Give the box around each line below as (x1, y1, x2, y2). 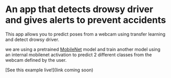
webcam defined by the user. (5, 57, 67, 63)
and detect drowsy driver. (5, 36, 60, 43)
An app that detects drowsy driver (5, 4, 154, 15)
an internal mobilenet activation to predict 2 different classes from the (5, 52, 152, 58)
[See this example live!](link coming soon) (5, 67, 93, 73)
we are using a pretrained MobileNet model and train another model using (5, 46, 161, 52)
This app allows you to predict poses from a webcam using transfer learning (5, 31, 166, 37)
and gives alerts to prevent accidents (5, 14, 166, 26)
